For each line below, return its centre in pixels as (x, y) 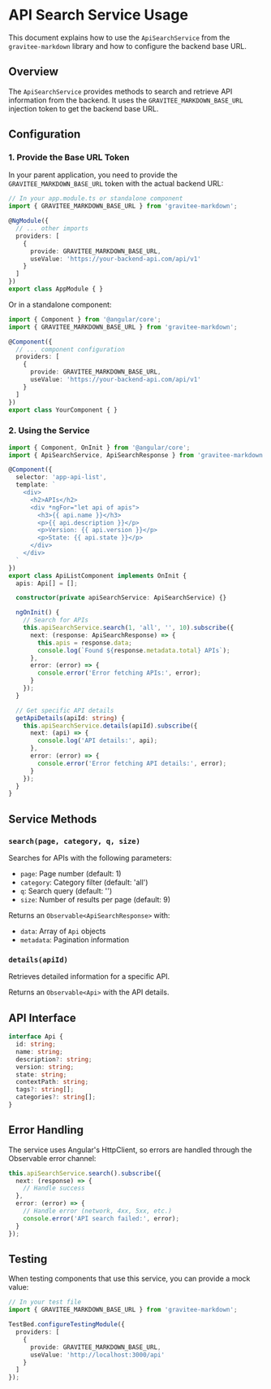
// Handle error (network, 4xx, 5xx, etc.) (98, 1211)
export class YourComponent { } (63, 410)
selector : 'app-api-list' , (61, 478)
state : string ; (41, 1075)
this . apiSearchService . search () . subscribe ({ (85, 1173)
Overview (34, 72)
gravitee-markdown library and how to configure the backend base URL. (128, 46)
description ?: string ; (54, 1059)
